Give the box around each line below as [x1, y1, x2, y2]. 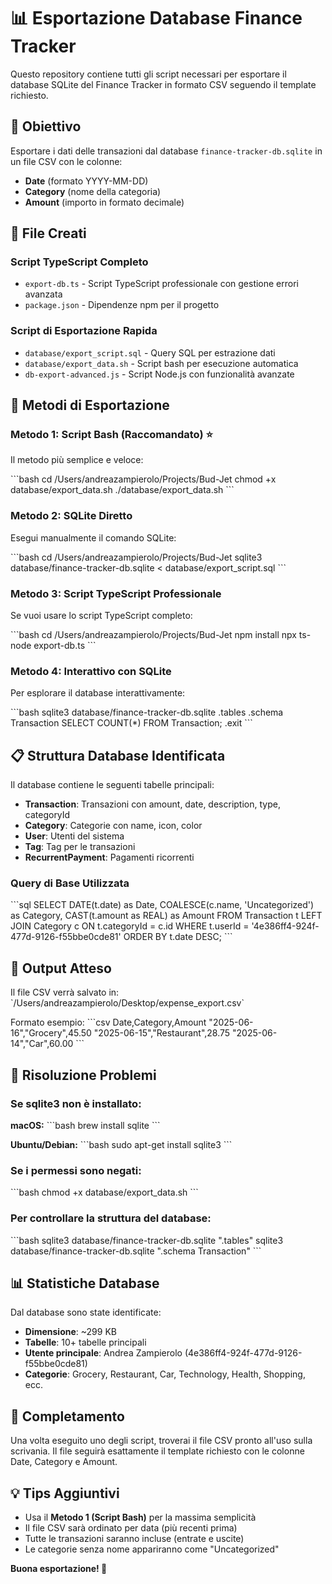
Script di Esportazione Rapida [10, 324, 158, 338]
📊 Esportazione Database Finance [10, 7, 303, 30]
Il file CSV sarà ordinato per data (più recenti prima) [24, 1521, 238, 1534]
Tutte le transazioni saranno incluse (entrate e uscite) [24, 1532, 245, 1544]
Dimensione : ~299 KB [24, 1326, 117, 1338]
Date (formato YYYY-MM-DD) [24, 175, 149, 187]
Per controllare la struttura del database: [10, 1211, 212, 1225]
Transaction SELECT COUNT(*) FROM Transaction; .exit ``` [10, 717, 253, 729]
